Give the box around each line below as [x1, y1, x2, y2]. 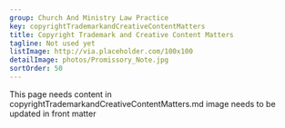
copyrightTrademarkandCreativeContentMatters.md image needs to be [9, 98, 276, 109]
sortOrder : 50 [9, 64, 64, 74]
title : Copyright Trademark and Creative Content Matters [9, 30, 234, 39]
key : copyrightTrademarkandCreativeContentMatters [9, 22, 206, 31]
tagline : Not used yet [9, 38, 96, 48]
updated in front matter [9, 108, 97, 119]
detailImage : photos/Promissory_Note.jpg [9, 55, 169, 64]
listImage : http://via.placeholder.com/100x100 [9, 47, 194, 56]
